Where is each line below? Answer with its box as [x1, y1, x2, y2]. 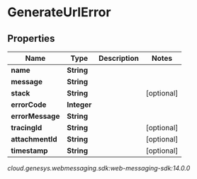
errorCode [11, 100, 47, 110]
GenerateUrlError [7, 4, 111, 21]
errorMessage [11, 111, 60, 121]
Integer [67, 100, 92, 110]
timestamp [11, 146, 48, 156]
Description [98, 54, 140, 63]
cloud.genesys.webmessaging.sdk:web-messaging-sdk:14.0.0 [7, 164, 191, 172]
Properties [7, 33, 55, 45]
